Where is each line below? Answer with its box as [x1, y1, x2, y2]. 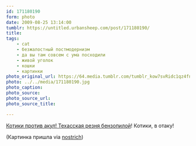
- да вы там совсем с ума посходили [16, 52, 106, 58]
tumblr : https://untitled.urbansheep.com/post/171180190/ [6, 25, 150, 31]
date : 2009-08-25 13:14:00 [6, 19, 72, 25]
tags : [6, 36, 19, 41]
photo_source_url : [6, 95, 51, 101]
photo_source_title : [6, 100, 57, 107]
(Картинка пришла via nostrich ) [6, 133, 83, 140]
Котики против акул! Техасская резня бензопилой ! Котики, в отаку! [6, 122, 174, 129]
